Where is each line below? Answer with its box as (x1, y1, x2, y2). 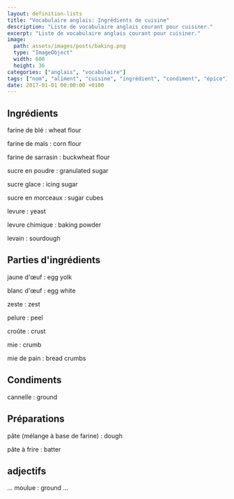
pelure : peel (7, 313, 43, 322)
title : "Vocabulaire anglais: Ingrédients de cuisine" (7, 17, 170, 24)
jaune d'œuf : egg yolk (7, 273, 72, 281)
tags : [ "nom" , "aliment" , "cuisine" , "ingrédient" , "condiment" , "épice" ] (7, 75, 229, 82)
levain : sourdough (7, 234, 61, 243)
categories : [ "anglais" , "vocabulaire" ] (7, 68, 127, 75)
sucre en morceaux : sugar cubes (7, 193, 104, 202)
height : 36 (13, 62, 45, 69)
